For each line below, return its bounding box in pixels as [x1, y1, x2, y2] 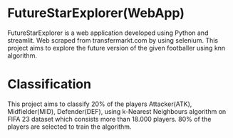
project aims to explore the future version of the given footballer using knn [7, 43, 226, 52]
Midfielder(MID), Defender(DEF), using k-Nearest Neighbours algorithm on [7, 107, 227, 115]
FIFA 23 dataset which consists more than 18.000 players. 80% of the [7, 115, 212, 123]
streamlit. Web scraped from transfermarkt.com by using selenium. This [7, 36, 219, 44]
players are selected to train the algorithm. [7, 122, 132, 131]
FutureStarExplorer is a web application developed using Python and [7, 28, 209, 37]
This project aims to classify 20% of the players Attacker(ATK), [7, 100, 192, 108]
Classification [7, 76, 91, 92]
